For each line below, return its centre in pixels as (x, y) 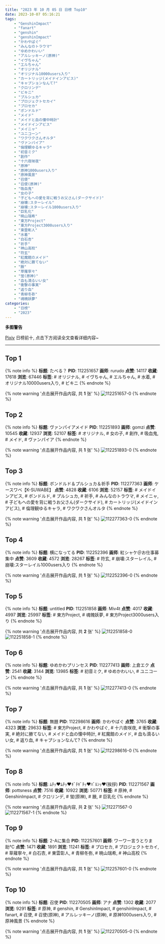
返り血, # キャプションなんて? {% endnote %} (66, 740)
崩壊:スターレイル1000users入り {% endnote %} (54, 565)
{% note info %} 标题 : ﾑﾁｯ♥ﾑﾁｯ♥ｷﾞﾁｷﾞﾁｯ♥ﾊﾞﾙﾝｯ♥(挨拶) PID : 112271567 (77, 784)
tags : (11, 19)
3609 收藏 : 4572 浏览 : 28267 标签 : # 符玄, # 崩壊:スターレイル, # (91, 558)
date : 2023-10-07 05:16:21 (33, 14)
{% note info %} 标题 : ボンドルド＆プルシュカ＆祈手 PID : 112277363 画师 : (79, 483)
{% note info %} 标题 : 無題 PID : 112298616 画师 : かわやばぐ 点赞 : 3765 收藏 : (82, 722)
